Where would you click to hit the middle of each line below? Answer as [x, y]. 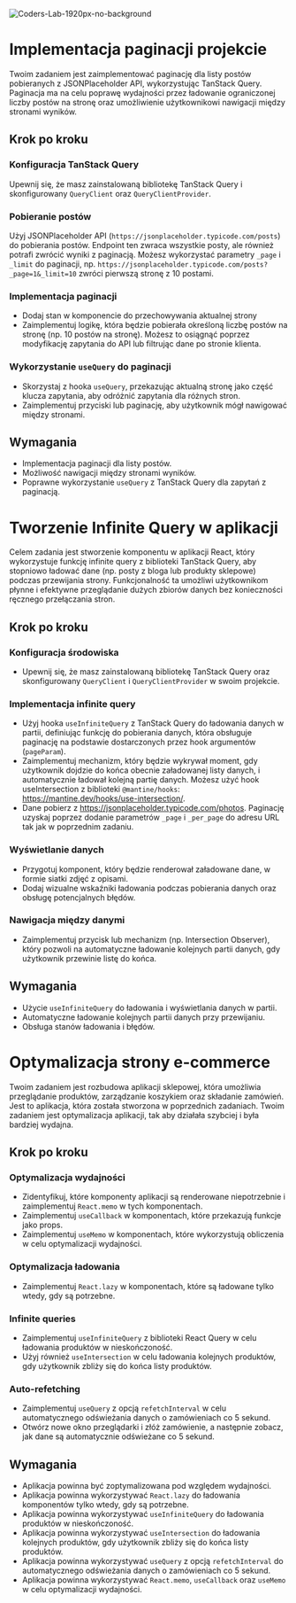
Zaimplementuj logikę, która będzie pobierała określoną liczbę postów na [155, 325]
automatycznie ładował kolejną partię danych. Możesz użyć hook [140, 780]
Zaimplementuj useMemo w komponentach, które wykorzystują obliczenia [153, 1234]
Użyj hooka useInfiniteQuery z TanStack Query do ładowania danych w [153, 723]
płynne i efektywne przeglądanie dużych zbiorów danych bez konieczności [146, 590]
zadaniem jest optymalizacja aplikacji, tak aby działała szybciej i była [134, 1115]
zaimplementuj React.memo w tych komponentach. [112, 1206]
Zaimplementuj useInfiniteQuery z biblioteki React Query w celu [139, 1337]
